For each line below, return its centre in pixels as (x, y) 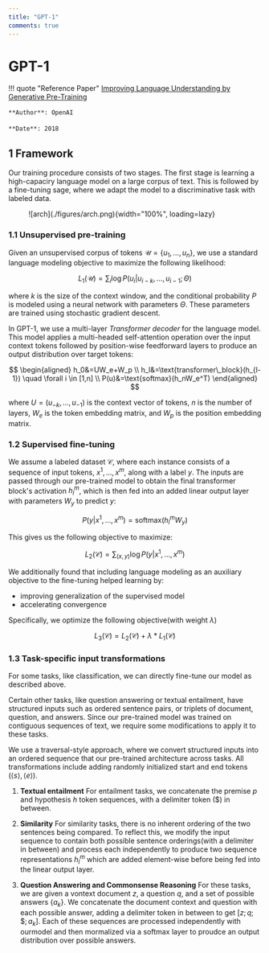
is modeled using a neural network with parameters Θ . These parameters (129, 305)
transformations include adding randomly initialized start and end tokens (128, 766)
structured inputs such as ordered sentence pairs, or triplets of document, (131, 709)
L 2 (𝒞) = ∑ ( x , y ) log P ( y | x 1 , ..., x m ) (135, 554)
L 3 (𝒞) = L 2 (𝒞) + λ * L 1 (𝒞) (135, 637)
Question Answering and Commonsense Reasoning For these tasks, (135, 885)
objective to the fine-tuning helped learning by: (86, 580)
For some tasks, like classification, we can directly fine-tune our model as (130, 676)
